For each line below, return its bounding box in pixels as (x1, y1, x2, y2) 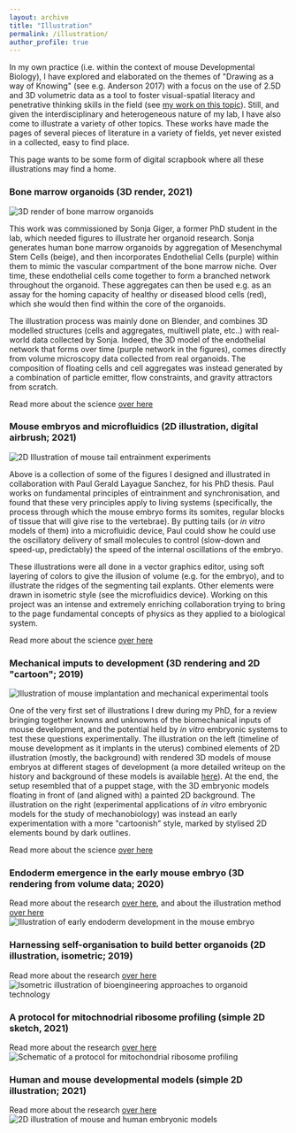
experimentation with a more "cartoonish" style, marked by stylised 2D (9, 818, 267, 829)
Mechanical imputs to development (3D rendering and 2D (9, 657, 261, 669)
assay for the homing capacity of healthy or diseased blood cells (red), (9, 289, 267, 299)
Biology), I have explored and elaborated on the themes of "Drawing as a (9, 72, 274, 82)
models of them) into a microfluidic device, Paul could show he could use (9, 525, 277, 536)
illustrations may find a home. (9, 164, 117, 174)
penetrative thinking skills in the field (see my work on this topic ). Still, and (9, 99, 280, 111)
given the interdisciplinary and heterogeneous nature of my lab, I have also (9, 109, 281, 119)
